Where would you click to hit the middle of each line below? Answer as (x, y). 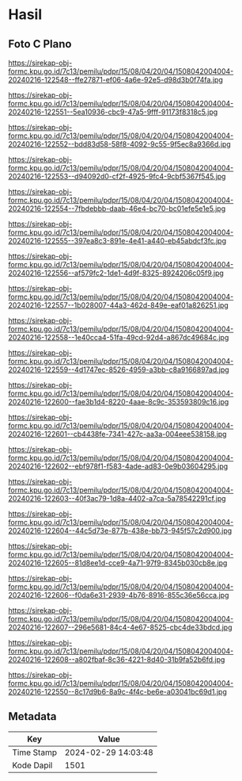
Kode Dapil (32, 765)
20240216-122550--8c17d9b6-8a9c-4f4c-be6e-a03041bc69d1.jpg (117, 692)
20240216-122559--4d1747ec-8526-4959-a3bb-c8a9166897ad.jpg (119, 369)
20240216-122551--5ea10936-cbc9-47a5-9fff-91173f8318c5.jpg (113, 112)
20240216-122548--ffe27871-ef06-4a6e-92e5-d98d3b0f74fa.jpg (116, 80)
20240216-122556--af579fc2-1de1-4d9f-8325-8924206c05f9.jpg (116, 273)
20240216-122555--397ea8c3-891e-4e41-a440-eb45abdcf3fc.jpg (117, 241)
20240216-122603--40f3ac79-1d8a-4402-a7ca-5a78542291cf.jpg (117, 498)
